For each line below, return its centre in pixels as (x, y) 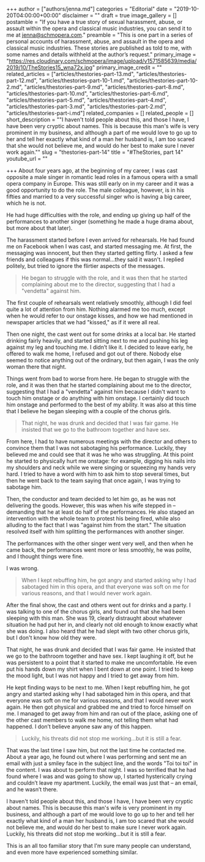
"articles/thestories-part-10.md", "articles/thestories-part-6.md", (88, 93)
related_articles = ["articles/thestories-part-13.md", (71, 74)
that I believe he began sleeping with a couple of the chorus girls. (89, 411)
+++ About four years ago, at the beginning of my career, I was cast (92, 170)
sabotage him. (24, 487)
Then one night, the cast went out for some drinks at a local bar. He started (101, 334)
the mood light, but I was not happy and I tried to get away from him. (93, 676)
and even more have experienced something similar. (72, 852)
